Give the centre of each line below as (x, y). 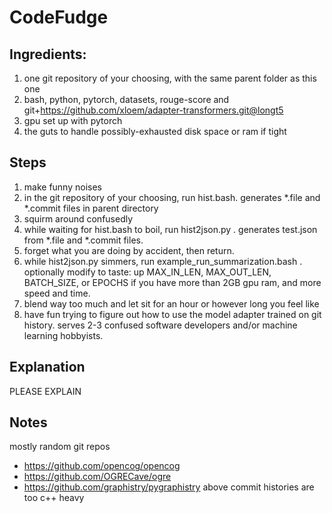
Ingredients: (48, 54)
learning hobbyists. (63, 335)
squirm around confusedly (78, 218)
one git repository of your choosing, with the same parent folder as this (170, 78)
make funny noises (62, 187)
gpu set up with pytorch (73, 120)
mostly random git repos (60, 447)
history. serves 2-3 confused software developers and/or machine (160, 325)
